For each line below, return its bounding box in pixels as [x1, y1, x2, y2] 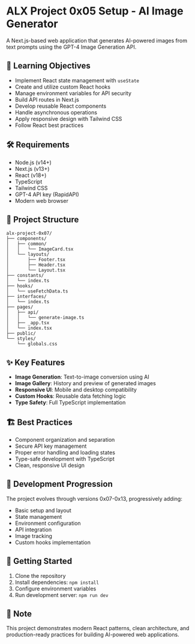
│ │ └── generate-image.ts [6, 315, 85, 321]
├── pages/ [6, 304, 34, 311]
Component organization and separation [14, 436, 115, 443]
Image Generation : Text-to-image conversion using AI [14, 373, 149, 380]
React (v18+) [14, 172, 47, 179]
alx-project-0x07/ [6, 231, 52, 237]
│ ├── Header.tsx [6, 262, 66, 268]
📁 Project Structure [6, 214, 79, 224]
